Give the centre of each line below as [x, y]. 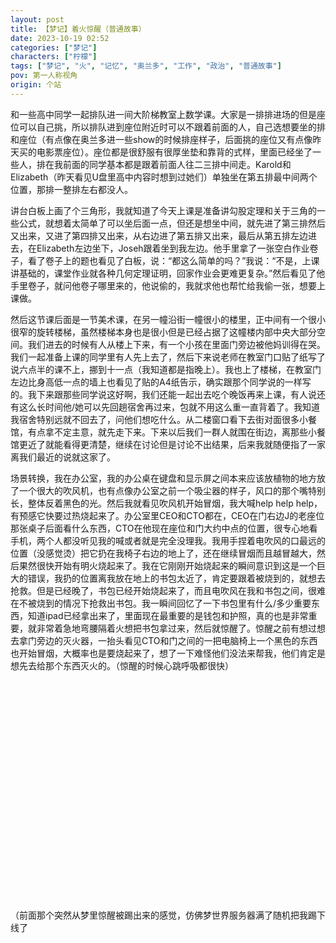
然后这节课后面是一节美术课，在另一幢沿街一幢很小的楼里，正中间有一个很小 [168, 319]
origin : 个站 [36, 85]
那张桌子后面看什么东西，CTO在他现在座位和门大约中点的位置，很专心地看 [164, 528]
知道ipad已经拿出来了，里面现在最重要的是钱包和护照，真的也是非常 [168, 615]
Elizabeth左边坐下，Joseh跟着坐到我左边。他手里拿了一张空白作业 [173, 248]
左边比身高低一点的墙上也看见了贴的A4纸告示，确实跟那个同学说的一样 [156, 382]
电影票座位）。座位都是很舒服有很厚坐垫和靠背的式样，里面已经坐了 [174, 152]
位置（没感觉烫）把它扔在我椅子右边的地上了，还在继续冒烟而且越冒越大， [163, 553]
